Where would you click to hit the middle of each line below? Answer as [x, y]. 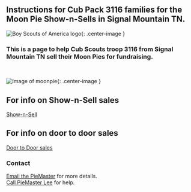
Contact [18, 163]
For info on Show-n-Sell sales [63, 100]
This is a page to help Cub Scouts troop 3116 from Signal [90, 49]
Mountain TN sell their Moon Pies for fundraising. [80, 56]
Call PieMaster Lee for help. [41, 182]
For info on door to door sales [62, 133]
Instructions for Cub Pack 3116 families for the [94, 10]
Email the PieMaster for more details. [52, 176]
